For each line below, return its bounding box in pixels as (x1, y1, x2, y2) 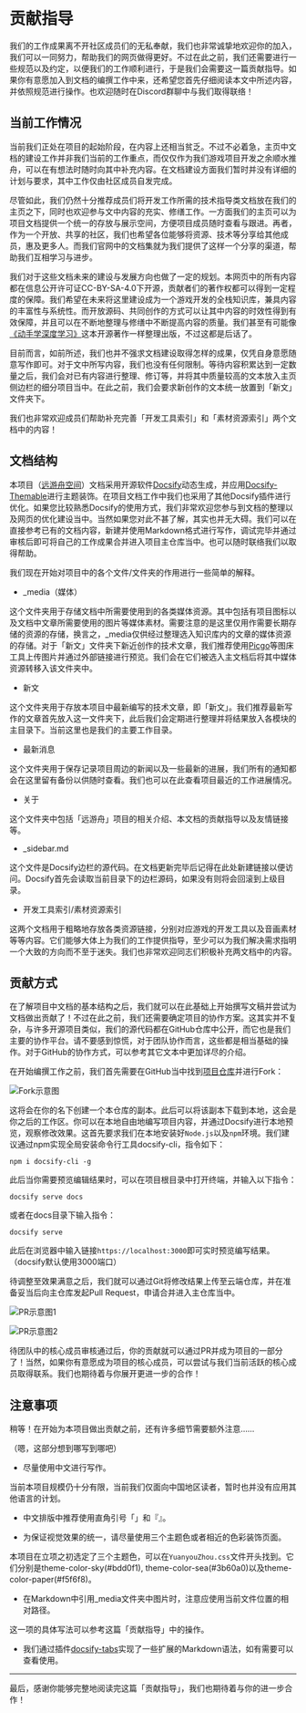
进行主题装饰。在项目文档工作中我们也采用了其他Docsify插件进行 (46, 490, 291, 502)
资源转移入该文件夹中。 (9, 662, 97, 673)
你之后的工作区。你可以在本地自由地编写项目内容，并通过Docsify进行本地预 (9, 1116, 294, 1127)
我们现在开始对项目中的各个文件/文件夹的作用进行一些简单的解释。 (9, 566, 260, 577)
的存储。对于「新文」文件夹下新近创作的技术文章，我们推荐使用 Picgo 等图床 (9, 639, 294, 650)
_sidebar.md (22, 843, 69, 854)
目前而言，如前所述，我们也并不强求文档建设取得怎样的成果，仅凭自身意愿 (9, 348, 289, 358)
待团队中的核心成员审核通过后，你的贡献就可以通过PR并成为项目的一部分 (9, 1345, 283, 1356)
